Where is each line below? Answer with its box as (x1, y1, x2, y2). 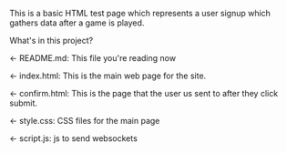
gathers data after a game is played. (9, 17, 145, 28)
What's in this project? (9, 36, 94, 46)
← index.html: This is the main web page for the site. (9, 70, 207, 81)
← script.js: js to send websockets (9, 133, 138, 144)
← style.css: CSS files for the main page (9, 116, 160, 126)
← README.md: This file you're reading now (9, 53, 176, 63)
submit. (9, 97, 38, 108)
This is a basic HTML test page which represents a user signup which (9, 8, 272, 18)
